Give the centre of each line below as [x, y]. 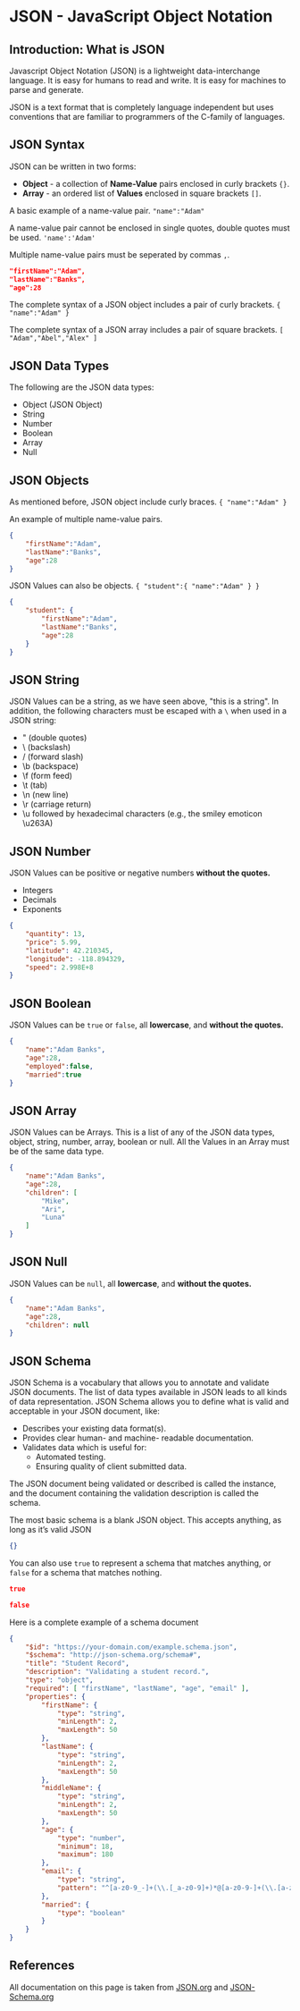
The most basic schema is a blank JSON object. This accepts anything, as [146, 1520]
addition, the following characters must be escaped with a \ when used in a [148, 711]
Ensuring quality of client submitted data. [111, 1466]
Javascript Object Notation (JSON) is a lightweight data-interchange [135, 71]
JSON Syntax [47, 145]
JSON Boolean [50, 1003]
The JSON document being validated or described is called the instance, [143, 1484]
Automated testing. [71, 1457]
